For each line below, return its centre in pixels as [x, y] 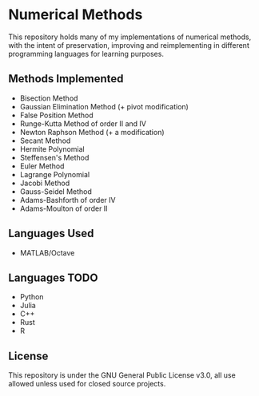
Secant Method [45, 141]
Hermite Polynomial [52, 148]
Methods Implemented [66, 79]
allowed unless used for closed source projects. [87, 384]
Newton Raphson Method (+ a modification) [92, 132]
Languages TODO [53, 277]
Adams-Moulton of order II [64, 208]
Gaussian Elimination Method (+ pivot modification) [104, 106]
